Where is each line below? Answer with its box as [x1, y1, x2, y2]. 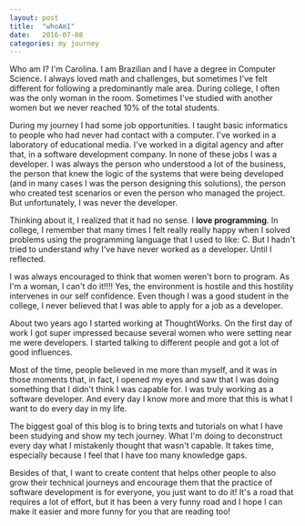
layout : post [9, 13, 59, 23]
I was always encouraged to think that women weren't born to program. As [9, 271, 290, 282]
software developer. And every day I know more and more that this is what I [9, 393, 293, 405]
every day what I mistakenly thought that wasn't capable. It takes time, [9, 440, 275, 451]
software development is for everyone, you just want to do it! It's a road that [9, 487, 294, 498]
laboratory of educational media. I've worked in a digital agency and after [9, 139, 284, 150]
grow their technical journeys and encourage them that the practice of [9, 477, 273, 488]
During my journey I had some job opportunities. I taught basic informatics [9, 120, 289, 131]
